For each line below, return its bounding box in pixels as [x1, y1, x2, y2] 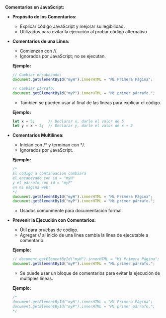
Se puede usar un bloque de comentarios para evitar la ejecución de [19, 270, 161, 276]
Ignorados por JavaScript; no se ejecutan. [19, 53, 106, 59]
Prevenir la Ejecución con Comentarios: [12, 217, 96, 223]
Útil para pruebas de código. [19, 227, 79, 233]
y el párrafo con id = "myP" [12, 180, 73, 185]
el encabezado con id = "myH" [12, 176, 76, 181]
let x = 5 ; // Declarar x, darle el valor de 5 [12, 119, 124, 124]
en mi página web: [12, 185, 51, 190]
